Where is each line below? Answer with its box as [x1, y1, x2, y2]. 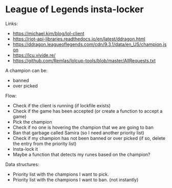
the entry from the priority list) [12, 140, 77, 147]
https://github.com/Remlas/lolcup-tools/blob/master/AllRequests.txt [12, 57, 156, 63]
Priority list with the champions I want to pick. [12, 171, 109, 177]
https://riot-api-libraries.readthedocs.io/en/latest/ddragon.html [12, 36, 146, 42]
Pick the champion [12, 119, 52, 125]
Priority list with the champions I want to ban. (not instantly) [12, 176, 139, 182]
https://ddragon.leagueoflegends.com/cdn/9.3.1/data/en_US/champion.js [12, 41, 167, 47]
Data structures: [5, 161, 39, 167]
